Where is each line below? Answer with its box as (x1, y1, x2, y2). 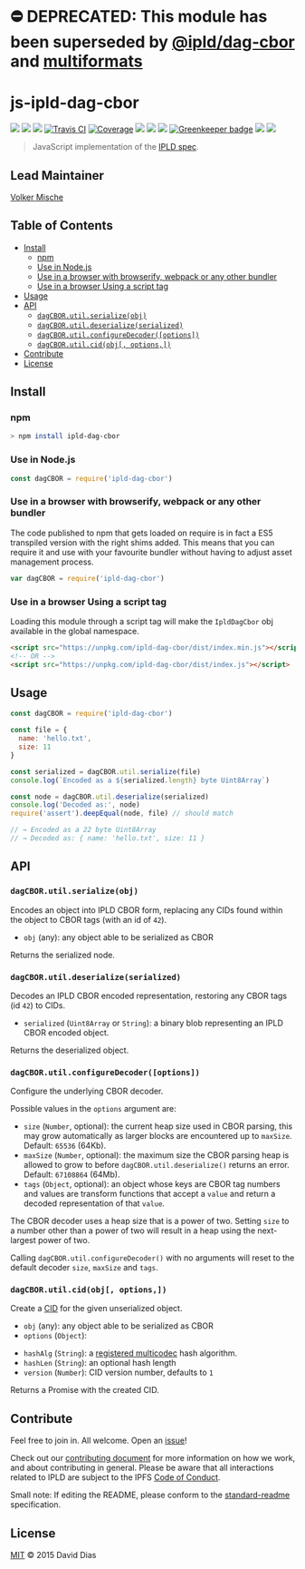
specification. (10, 1499, 62, 1510)
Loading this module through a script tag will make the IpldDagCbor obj (10, 615, 274, 626)
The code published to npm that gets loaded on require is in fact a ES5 (10, 527, 273, 538)
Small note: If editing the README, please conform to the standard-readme (10, 1489, 291, 1501)
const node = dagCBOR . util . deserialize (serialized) (10, 792, 209, 801)
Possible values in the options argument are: (10, 1103, 177, 1114)
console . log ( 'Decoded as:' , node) (10, 800, 141, 809)
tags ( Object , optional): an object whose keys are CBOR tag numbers (23, 1179, 281, 1190)
